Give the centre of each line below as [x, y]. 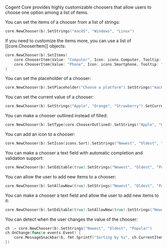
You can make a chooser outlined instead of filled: [56, 116]
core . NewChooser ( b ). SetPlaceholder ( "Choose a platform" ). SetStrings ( [79, 87]
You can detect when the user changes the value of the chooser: [72, 219]
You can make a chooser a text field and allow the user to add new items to [82, 195]
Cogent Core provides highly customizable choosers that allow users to [78, 7]
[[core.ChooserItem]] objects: [36, 46]
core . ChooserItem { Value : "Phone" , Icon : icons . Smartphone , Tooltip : [86, 64]
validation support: [24, 158]
